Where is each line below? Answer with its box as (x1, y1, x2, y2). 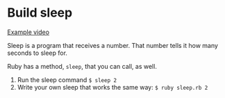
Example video (7, 28, 50, 36)
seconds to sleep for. (7, 49, 68, 57)
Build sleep (7, 5, 73, 21)
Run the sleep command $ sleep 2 (17, 75, 117, 84)
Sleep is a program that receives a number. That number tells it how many (7, 41, 219, 49)
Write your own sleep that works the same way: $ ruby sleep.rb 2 (17, 83, 208, 91)
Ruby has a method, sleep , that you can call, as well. (7, 62, 158, 70)
